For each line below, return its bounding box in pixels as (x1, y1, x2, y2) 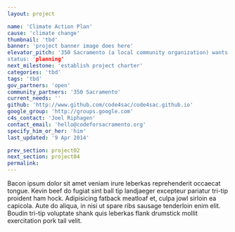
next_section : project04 (7, 153, 80, 160)
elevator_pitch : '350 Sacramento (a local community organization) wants (7, 49, 229, 56)
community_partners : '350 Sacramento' (7, 89, 121, 96)
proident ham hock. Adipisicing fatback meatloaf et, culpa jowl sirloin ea (7, 194, 217, 202)
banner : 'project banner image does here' (7, 43, 134, 50)
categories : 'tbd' (7, 68, 61, 76)
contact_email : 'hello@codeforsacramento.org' (7, 121, 146, 128)
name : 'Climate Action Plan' (7, 22, 93, 30)
